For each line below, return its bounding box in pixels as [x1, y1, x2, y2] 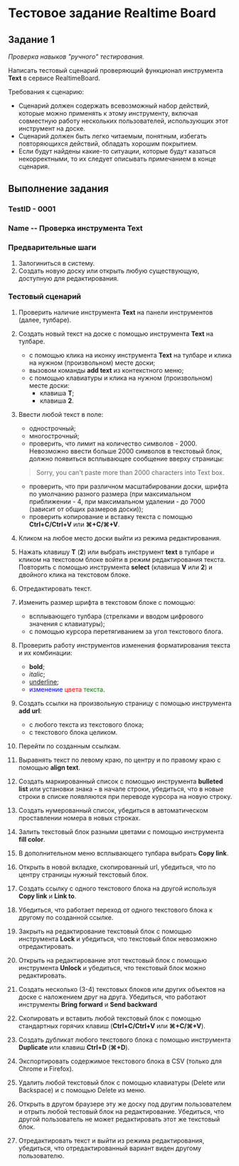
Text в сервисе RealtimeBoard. [8, 74, 100, 82]
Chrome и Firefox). [18, 1064, 74, 1072]
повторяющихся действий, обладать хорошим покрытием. [18, 139, 198, 148]
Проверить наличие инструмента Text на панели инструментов [18, 308, 213, 316]
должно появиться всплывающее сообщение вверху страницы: [28, 454, 224, 463]
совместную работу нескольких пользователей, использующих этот [18, 116, 229, 125]
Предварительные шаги [8, 243, 97, 253]
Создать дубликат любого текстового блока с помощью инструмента [18, 1035, 231, 1044]
